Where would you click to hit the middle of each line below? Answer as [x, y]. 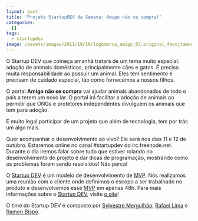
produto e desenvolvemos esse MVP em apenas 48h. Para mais [84, 187]
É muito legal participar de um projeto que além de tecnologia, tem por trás [97, 121]
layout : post [22, 11]
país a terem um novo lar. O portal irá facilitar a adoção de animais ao [90, 97]
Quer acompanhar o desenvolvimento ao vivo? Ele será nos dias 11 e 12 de [96, 139]
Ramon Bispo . [23, 212]
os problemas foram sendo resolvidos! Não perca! [67, 164]
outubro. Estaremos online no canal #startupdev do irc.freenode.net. [89, 145]
